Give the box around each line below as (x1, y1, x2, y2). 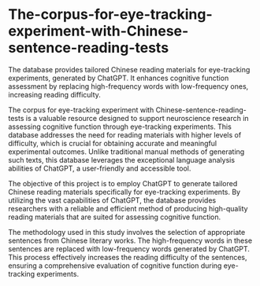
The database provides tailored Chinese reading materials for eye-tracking (8, 64, 251, 74)
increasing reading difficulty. (8, 90, 101, 99)
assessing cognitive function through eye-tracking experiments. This (8, 122, 232, 131)
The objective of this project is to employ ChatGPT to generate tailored (8, 178, 238, 188)
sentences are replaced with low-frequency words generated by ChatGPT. (8, 244, 251, 253)
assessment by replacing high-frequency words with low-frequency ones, (8, 81, 249, 91)
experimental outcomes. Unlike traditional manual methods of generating (8, 147, 245, 156)
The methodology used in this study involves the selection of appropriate (8, 227, 246, 236)
